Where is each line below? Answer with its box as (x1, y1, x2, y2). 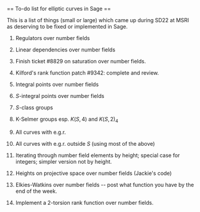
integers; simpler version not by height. (15, 158, 112, 165)
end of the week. (15, 188, 57, 195)
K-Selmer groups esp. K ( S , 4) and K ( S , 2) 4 (15, 116, 119, 124)
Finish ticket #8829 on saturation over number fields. (15, 58, 146, 64)
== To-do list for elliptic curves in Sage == (7, 5, 111, 12)
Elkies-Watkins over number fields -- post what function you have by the (15, 181, 195, 188)
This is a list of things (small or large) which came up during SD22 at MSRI (7, 17, 189, 23)
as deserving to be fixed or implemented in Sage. (7, 23, 128, 30)
